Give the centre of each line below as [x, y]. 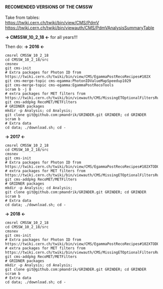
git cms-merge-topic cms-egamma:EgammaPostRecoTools [59, 85]
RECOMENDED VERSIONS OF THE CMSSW [49, 7]
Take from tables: [23, 17]
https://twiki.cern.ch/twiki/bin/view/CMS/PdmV [52, 23]
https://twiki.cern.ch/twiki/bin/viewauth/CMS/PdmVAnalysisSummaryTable [80, 28]
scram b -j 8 [18, 90]
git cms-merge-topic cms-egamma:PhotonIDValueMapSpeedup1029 [68, 81]
